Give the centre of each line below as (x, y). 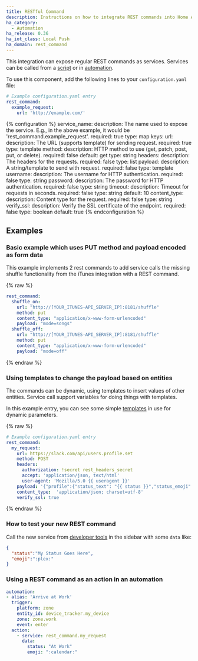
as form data (24, 255)
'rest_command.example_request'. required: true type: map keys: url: (90, 137)
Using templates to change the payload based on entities (89, 378)
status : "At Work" (50, 647)
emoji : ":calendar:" (52, 652)
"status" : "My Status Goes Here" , (52, 553)
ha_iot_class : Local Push (38, 39)
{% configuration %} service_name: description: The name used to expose (97, 124)
